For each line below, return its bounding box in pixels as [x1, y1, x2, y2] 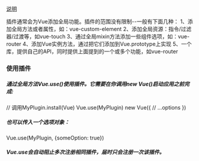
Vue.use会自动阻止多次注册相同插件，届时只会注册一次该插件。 [6, 148, 165, 156]
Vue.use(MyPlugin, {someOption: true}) [6, 134, 104, 141]
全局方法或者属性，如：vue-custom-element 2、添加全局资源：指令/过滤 [11, 26, 192, 32]
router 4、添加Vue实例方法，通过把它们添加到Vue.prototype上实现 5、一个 [6, 41, 192, 47]
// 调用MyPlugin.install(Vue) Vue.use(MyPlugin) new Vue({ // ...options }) [6, 104, 186, 111]
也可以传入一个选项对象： [6, 119, 70, 126]
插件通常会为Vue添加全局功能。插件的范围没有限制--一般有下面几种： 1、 [6, 18, 188, 25]
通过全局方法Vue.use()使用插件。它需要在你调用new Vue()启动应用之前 [6, 80, 185, 87]
